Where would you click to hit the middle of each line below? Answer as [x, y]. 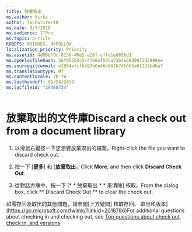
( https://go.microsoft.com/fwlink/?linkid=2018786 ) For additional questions [95, 210]
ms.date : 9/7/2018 [28, 28]
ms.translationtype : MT [35, 71]
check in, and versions [33, 223]
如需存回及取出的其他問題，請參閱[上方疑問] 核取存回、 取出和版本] [87, 204]
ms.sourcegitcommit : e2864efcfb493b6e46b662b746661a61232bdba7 [85, 66]
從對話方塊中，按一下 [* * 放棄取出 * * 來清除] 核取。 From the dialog [97, 185]
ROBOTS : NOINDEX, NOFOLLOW [39, 44]
